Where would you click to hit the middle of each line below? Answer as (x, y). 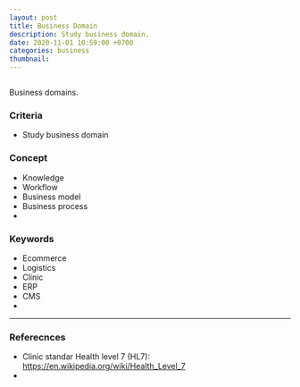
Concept (28, 158)
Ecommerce (44, 258)
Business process (55, 206)
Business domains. (44, 92)
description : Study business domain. (79, 34)
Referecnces (37, 337)
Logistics (39, 267)
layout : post (33, 17)
